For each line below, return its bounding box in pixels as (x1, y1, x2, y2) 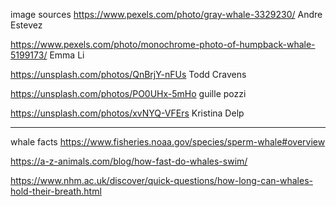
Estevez (10, 19, 43, 31)
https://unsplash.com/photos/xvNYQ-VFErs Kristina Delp (10, 107, 245, 119)
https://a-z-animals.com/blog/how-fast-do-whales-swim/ (10, 155, 248, 167)
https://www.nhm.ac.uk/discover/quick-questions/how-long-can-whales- (10, 175, 313, 186)
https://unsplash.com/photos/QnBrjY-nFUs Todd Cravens (10, 69, 247, 80)
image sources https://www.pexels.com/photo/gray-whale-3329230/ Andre (10, 9, 323, 20)
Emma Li (49, 49, 85, 61)
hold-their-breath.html (10, 185, 102, 197)
